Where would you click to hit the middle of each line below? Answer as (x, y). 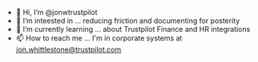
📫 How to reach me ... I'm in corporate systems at (99, 38)
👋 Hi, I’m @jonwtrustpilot (56, 12)
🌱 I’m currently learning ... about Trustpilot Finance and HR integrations (133, 29)
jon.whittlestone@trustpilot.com (69, 49)
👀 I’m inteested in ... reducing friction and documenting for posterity (128, 21)
